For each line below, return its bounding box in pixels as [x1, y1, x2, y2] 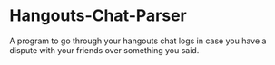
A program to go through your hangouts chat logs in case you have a [9, 35, 267, 46]
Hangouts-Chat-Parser [9, 5, 188, 26]
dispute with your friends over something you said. [9, 44, 200, 55]
